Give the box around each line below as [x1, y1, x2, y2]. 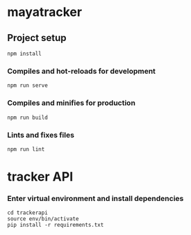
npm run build [7, 114, 49, 121]
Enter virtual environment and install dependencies [7, 194, 184, 203]
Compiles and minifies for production [7, 98, 135, 108]
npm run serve [7, 82, 49, 89]
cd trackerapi [7, 209, 49, 216]
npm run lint [7, 145, 45, 153]
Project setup [7, 32, 67, 44]
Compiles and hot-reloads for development [7, 66, 156, 76]
